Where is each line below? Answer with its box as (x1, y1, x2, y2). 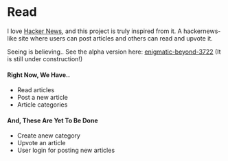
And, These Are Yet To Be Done (7, 116, 98, 125)
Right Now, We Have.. (7, 70, 71, 79)
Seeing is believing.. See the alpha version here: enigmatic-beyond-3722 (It (7, 47, 221, 56)
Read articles (16, 86, 55, 94)
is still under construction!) (7, 54, 83, 63)
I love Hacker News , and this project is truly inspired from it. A (7, 27, 182, 35)
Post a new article (16, 94, 69, 102)
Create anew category (16, 131, 81, 140)
